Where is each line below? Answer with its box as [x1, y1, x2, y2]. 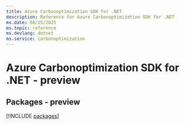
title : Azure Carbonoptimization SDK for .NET [6, 8, 122, 15]
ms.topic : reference [6, 25, 57, 31]
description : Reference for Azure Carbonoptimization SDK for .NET [6, 14, 175, 20]
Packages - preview [6, 97, 80, 107]
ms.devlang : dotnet [6, 31, 54, 36]
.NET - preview [6, 74, 80, 87]
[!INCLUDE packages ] [6, 113, 59, 119]
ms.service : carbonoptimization [6, 36, 85, 42]
